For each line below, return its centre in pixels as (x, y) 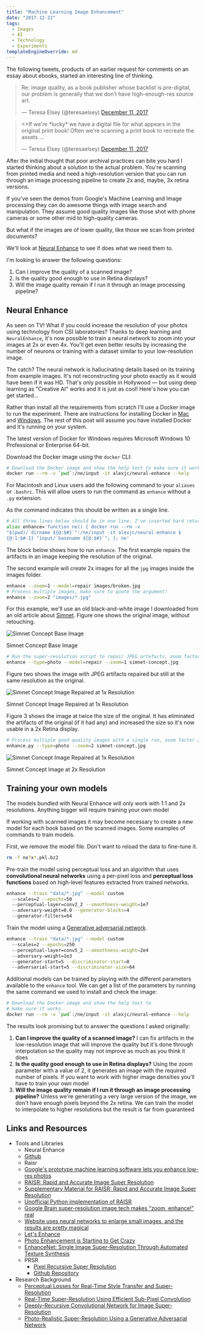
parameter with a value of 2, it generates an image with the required (100, 1070)
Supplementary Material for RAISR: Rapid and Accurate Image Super (110, 1189)
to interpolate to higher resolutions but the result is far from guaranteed (105, 1109)
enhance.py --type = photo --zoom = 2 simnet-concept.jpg (76, 746)
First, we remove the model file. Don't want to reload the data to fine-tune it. (102, 846)
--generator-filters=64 (42, 916)
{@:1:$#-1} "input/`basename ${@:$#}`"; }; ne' (68, 538)
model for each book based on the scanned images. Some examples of (96, 828)
